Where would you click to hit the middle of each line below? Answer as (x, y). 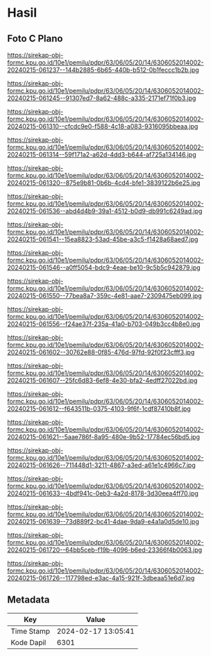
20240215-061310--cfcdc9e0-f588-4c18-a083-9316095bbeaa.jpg (103, 126)
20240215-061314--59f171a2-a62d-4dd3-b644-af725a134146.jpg (102, 155)
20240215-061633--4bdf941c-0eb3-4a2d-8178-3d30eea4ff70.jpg (103, 493)
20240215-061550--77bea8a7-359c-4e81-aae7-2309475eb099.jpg (105, 296)
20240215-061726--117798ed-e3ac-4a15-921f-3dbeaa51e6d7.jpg (101, 578)
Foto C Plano (35, 39)
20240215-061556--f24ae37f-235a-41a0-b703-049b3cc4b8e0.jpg (104, 324)
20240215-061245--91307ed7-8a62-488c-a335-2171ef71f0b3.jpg (102, 98)
